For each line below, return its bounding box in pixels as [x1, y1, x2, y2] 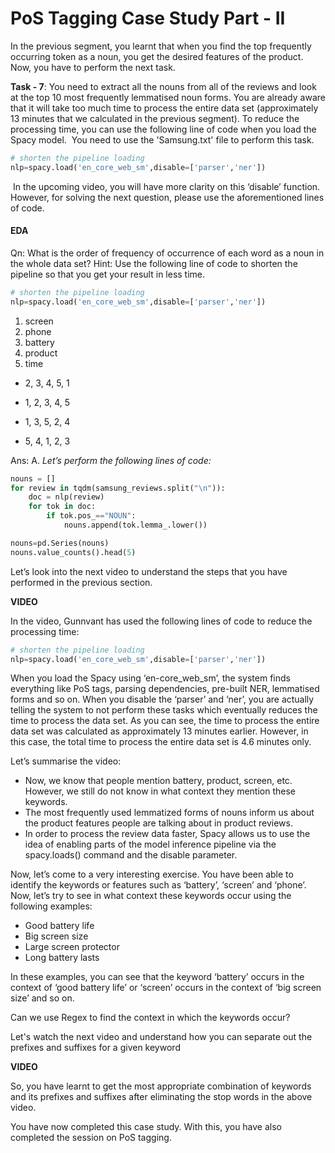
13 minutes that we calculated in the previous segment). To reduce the [10, 112, 300, 124]
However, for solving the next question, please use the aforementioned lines [10, 191, 325, 203]
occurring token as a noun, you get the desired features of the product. [10, 50, 304, 62]
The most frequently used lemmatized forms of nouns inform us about [24, 807, 315, 819]
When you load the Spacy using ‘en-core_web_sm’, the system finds [10, 672, 291, 684]
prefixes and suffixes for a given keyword [10, 1042, 181, 1054]
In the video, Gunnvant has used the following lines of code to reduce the [10, 615, 313, 627]
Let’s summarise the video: [10, 755, 122, 767]
